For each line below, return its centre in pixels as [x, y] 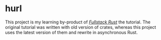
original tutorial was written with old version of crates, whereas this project [80, 27]
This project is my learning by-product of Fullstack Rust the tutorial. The [78, 22]
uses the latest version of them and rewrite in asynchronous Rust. [71, 32]
